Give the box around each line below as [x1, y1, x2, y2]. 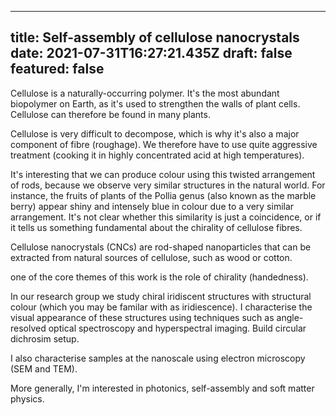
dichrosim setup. [10, 332, 80, 345]
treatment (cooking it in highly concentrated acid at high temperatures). [10, 149, 305, 161]
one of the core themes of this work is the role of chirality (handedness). [10, 271, 309, 283]
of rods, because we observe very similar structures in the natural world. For [10, 179, 326, 191]
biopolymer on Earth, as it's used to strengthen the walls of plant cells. [10, 97, 301, 110]
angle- [276, 311, 304, 323]
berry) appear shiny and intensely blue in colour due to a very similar [10, 200, 295, 212]
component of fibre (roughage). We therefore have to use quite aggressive [10, 138, 318, 150]
